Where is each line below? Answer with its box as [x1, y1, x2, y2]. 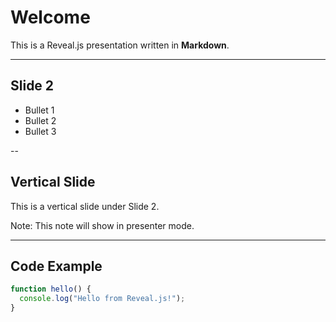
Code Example [10, 257, 103, 275]
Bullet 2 [24, 114, 57, 126]
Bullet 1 [24, 104, 55, 116]
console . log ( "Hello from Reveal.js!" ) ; [19, 294, 186, 304]
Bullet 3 [24, 125, 57, 137]
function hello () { [10, 284, 92, 295]
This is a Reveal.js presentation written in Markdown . [10, 39, 230, 51]
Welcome [10, 6, 91, 29]
